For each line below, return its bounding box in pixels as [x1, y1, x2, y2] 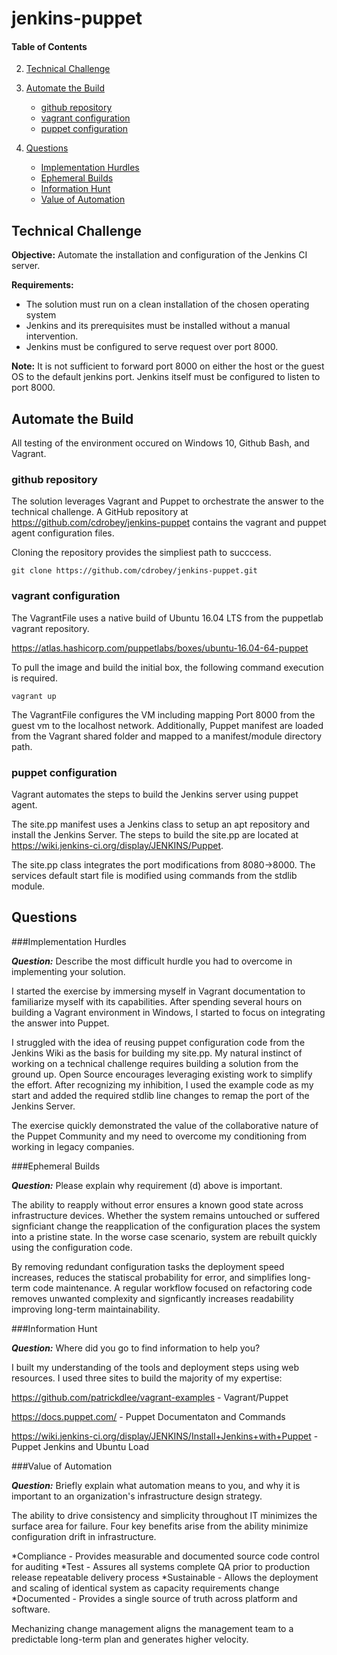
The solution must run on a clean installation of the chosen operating [25, 298, 310, 311]
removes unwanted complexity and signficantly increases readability [11, 1292, 294, 1304]
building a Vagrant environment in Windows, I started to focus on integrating [11, 1006, 326, 1018]
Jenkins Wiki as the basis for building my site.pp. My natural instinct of [11, 1047, 303, 1059]
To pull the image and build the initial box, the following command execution [11, 661, 324, 673]
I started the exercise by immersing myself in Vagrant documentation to [11, 985, 306, 997]
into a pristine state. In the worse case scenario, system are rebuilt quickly [11, 1230, 318, 1242]
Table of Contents [11, 40, 88, 52]
